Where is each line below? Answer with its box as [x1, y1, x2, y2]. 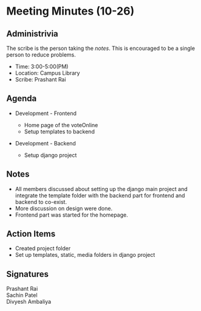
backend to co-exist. [15, 198, 67, 205]
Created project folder [15, 245, 71, 252]
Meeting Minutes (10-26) [6, 4, 135, 18]
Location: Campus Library [15, 69, 80, 77]
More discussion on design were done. [15, 204, 113, 212]
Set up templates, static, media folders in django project [15, 251, 155, 259]
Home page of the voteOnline [24, 121, 98, 128]
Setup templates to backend [24, 128, 95, 135]
